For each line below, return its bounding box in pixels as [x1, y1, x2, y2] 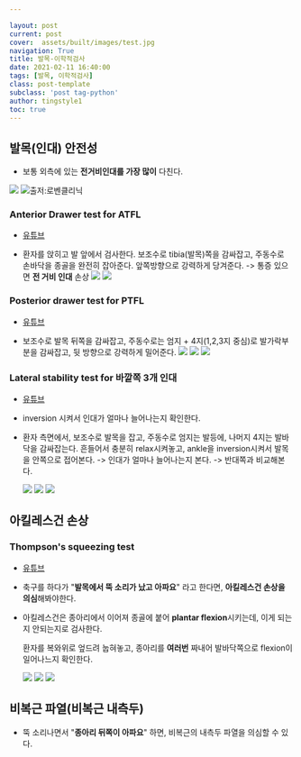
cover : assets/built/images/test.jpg [9, 38, 155, 47]
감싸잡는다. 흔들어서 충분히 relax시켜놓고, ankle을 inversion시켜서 [39, 443, 273, 454]
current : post [9, 29, 63, 39]
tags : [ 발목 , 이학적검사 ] [9, 71, 94, 81]
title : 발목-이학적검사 [9, 55, 86, 64]
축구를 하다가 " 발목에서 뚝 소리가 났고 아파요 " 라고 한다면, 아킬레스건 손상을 [22, 581, 286, 592]
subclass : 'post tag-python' [9, 87, 119, 97]
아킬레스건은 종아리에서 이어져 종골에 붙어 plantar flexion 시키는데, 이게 [22, 612, 276, 623]
